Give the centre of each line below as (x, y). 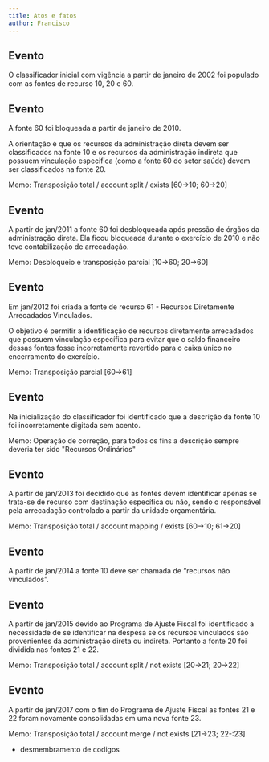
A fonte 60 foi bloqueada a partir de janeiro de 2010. (95, 128)
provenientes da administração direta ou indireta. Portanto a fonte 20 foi (128, 641)
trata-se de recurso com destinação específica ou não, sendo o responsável (134, 502)
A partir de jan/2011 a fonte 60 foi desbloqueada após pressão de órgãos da (134, 229)
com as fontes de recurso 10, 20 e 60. (71, 84)
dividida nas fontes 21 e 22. (53, 650)
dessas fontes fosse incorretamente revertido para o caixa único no (120, 348)
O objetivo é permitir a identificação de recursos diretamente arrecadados (131, 331)
